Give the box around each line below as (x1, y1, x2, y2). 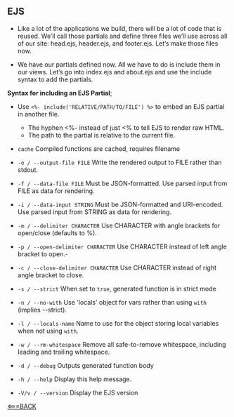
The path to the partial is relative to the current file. (27, 131, 176, 139)
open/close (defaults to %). (17, 228, 97, 237)
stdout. (17, 165, 39, 174)
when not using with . (17, 326, 79, 335)
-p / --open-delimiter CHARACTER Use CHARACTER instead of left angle (17, 242, 227, 251)
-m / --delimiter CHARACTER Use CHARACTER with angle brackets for (17, 221, 221, 230)
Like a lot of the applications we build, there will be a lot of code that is (17, 24, 222, 32)
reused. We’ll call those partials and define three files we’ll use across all (17, 32, 228, 40)
